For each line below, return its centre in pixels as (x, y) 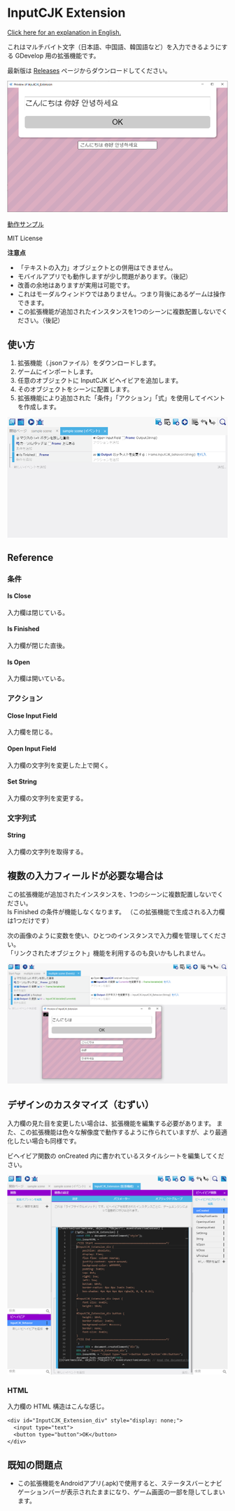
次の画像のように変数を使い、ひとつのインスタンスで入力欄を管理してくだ (114, 935)
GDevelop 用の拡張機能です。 (57, 55)
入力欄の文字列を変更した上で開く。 (59, 765)
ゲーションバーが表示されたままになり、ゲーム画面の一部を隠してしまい (121, 1492)
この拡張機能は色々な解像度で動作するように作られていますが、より (117, 1132)
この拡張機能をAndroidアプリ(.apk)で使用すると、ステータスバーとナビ (120, 1483)
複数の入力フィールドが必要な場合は (85, 876)
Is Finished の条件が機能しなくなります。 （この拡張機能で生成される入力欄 (116, 911)
